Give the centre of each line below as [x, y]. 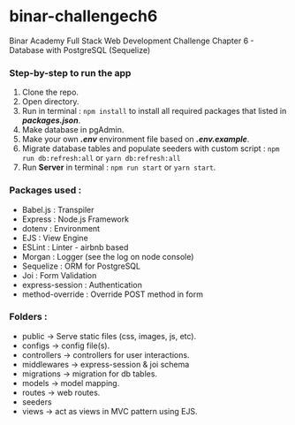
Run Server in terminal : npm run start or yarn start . [119, 167]
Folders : [28, 317]
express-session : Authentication [82, 285]
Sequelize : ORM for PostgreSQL [81, 266]
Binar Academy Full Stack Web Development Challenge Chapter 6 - [132, 41]
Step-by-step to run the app [70, 72]
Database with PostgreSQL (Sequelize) [80, 49]
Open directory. [50, 102]
